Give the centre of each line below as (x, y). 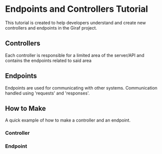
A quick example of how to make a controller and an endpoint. (68, 120)
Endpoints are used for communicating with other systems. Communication (81, 88)
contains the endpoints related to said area (48, 61)
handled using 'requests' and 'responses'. (47, 93)
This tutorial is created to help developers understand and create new (76, 23)
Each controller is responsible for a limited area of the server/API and (75, 55)
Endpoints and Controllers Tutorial (77, 9)
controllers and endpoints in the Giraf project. (51, 28)
